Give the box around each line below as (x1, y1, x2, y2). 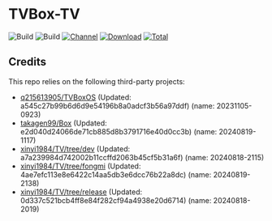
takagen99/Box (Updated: (19, 118, 107, 128)
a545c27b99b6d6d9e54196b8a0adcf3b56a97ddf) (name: (19, 100, 215, 110)
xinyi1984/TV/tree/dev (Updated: (19, 143, 131, 154)
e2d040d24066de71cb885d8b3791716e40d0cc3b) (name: (19, 126, 218, 136)
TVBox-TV (8, 5, 80, 23)
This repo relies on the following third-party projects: (8, 76, 185, 86)
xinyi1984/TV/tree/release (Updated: (19, 187, 143, 197)
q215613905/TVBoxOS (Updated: (19, 92, 132, 102)
